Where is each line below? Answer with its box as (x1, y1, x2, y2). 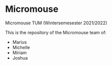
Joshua (12, 55, 28, 61)
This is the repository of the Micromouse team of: (5, 29, 107, 35)
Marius (12, 39, 27, 45)
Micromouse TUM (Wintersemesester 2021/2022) (5, 20, 108, 26)
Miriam (12, 50, 27, 56)
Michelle (12, 44, 30, 50)
